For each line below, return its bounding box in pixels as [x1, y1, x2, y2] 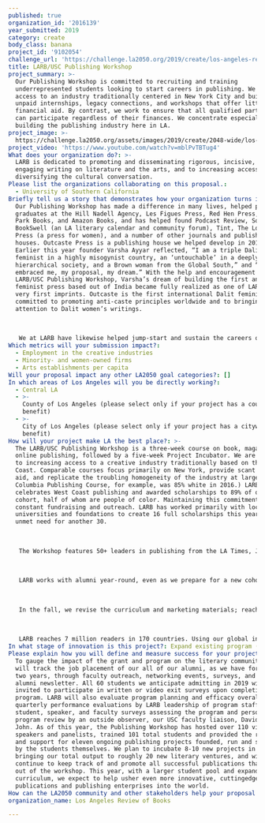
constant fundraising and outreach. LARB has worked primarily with [15, 503, 245, 511]
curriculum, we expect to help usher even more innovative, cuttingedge [15, 774, 259, 782]
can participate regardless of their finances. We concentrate [15, 114, 227, 122]
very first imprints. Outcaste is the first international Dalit [15, 290, 235, 298]
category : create [8, 33, 65, 42]
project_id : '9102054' [8, 48, 83, 56]
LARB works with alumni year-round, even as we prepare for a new [18, 577, 242, 585]
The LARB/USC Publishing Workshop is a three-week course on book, [15, 444, 242, 452]
